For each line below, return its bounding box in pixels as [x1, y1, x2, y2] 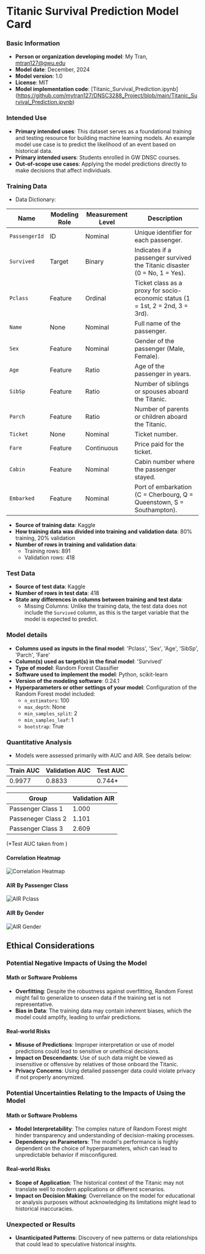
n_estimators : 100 [24, 696, 70, 704]
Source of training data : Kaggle [15, 522, 96, 529]
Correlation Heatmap [6, 854, 61, 861]
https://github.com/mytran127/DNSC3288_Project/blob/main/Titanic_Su [17, 92, 198, 99]
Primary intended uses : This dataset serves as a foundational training [15, 127, 192, 135]
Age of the [134, 362, 165, 371]
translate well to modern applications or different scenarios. [15, 1185, 166, 1193]
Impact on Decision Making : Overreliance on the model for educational [15, 1192, 195, 1199]
